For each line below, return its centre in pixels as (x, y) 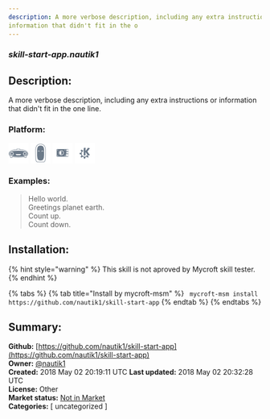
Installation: (39, 250)
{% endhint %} (33, 277)
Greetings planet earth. (66, 207)
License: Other (33, 389)
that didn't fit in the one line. (55, 109)
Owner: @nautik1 (37, 363)
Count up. (45, 216)
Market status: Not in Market (57, 398)
